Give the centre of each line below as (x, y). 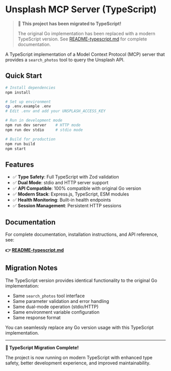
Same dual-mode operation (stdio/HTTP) (55, 307)
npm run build (20, 144)
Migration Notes (31, 268)
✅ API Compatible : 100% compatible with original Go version (77, 188)
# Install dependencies (31, 88)
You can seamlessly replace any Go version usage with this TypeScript (79, 327)
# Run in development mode (34, 121)
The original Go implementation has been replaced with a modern (87, 33)
